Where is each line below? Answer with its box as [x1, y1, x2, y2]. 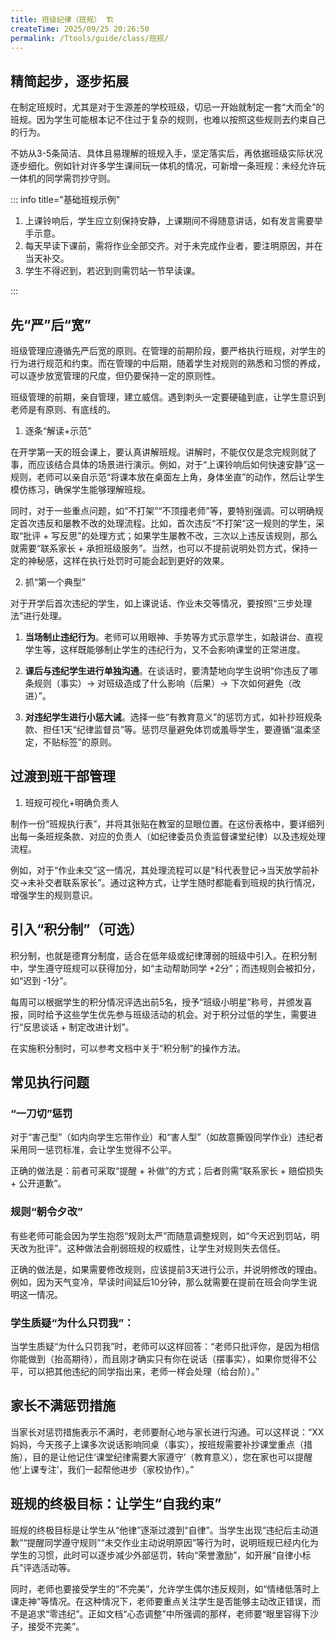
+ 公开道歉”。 [10, 1177, 67, 1190]
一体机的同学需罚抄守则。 [10, 172, 116, 185]
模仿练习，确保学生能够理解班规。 [10, 484, 151, 495]
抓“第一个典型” [24, 576, 87, 588]
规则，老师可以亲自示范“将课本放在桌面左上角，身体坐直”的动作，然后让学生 [10, 471, 325, 483]
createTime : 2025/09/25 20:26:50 [10, 24, 150, 34]
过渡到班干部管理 [10, 768, 116, 785]
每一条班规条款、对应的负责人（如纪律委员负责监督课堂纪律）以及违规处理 [18, 830, 326, 842]
